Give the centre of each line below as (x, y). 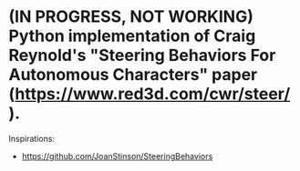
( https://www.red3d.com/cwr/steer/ (150, 94)
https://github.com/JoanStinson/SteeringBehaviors (117, 156)
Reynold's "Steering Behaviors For (142, 55)
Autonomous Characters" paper (133, 75)
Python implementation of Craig (132, 36)
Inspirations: (32, 138)
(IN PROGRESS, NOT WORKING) (131, 17)
